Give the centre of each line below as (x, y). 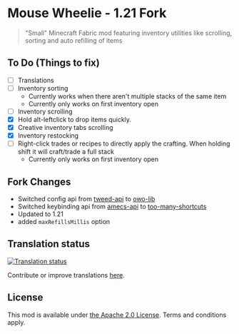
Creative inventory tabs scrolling (65, 127)
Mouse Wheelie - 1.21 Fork (87, 13)
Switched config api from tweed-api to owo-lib (86, 199)
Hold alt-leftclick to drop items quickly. (75, 119)
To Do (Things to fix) (54, 63)
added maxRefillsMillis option (64, 222)
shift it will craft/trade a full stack (66, 152)
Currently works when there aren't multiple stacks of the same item (127, 96)
